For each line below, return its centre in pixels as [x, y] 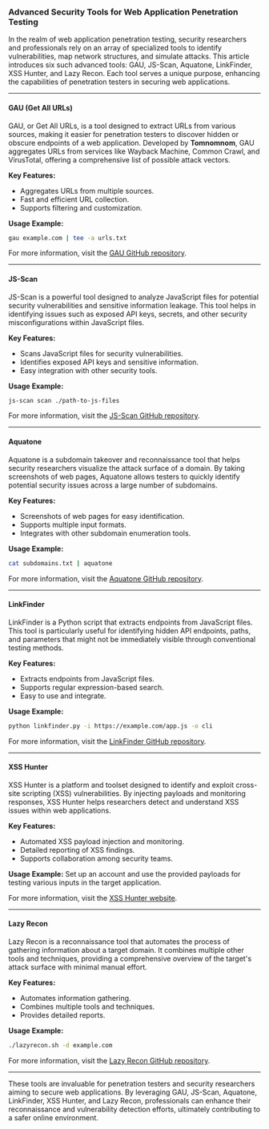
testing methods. [36, 648]
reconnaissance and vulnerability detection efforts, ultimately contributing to [134, 1109]
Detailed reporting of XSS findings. [77, 850]
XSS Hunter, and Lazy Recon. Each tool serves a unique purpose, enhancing [134, 74]
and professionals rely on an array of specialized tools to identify [115, 48]
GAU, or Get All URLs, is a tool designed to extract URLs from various [122, 126]
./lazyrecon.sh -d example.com [60, 1046]
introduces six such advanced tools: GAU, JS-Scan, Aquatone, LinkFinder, [130, 65]
